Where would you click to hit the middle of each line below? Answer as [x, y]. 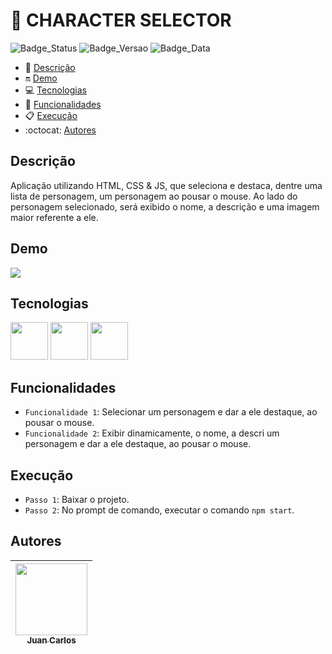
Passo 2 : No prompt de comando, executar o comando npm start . [159, 510]
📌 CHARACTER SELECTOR [121, 20]
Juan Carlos [51, 640]
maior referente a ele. [54, 217]
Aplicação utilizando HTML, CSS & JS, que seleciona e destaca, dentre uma [166, 185]
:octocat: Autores [60, 130]
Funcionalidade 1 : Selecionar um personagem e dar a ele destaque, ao [171, 412]
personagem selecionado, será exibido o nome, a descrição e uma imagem [165, 206]
